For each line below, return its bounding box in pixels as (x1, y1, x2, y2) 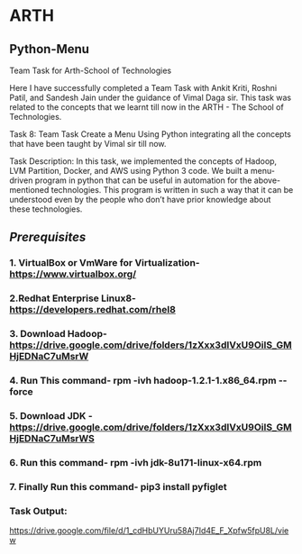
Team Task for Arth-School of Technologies (9, 65, 172, 76)
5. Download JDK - (9, 410, 93, 422)
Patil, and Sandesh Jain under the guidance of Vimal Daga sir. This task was (9, 92, 291, 103)
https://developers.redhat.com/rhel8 (9, 304, 176, 316)
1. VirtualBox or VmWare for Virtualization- (9, 257, 200, 269)
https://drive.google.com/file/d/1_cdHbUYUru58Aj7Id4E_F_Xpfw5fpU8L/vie (9, 525, 289, 536)
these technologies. (9, 204, 83, 214)
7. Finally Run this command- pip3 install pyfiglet (9, 480, 227, 493)
